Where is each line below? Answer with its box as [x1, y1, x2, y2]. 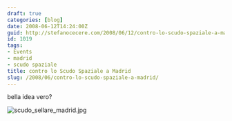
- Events [7, 49, 32, 56]
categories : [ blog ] [7, 16, 64, 23]
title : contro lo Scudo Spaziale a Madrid [7, 67, 131, 74]
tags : [7, 42, 23, 49]
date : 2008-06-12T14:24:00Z [7, 23, 88, 30]
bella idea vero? [7, 93, 52, 101]
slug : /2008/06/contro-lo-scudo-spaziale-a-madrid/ [7, 74, 159, 81]
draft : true [7, 10, 41, 17]
